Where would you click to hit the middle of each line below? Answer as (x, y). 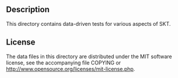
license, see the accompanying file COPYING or (64, 62)
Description (28, 10)
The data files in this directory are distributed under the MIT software (89, 56)
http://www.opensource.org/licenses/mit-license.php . (71, 69)
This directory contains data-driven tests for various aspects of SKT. (88, 23)
